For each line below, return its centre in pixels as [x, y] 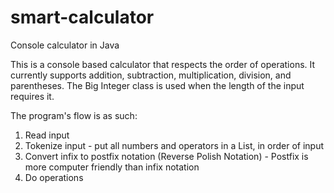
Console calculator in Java [65, 45]
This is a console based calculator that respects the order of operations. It [163, 64]
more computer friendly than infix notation [112, 167]
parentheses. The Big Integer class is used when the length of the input [157, 85]
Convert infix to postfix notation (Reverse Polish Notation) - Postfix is [166, 156]
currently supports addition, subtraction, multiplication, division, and [151, 75]
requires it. [32, 96]
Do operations [54, 177]
